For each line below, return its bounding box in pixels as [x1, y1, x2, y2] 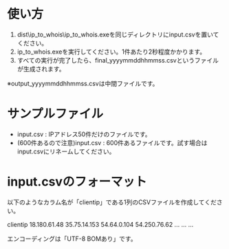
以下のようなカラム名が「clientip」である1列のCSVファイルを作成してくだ [7, 197, 217, 206]
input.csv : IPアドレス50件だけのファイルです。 [17, 130, 151, 138]
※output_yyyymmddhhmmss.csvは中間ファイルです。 [7, 79, 159, 87]
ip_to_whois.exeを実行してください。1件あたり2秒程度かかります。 [17, 47, 206, 56]
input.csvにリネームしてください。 [17, 147, 116, 155]
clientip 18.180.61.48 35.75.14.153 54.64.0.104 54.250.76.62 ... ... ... [7, 220, 194, 228]
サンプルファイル [7, 106, 104, 122]
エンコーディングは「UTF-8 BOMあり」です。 [7, 235, 137, 243]
